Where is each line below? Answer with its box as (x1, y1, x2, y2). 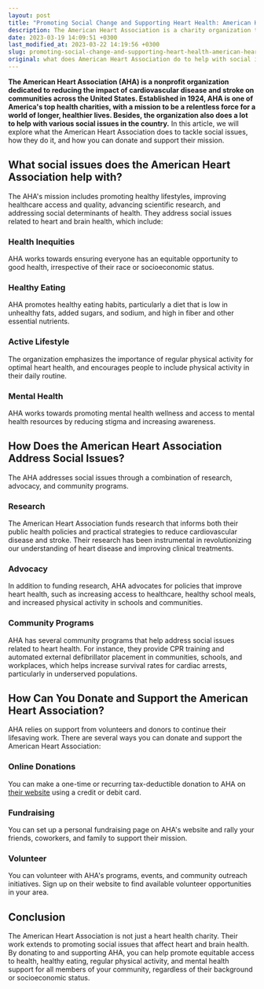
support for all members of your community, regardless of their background (8, 965, 253, 974)
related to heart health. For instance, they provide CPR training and (8, 644, 225, 653)
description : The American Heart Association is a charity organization (8, 26, 251, 34)
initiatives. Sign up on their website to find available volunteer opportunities (8, 879, 251, 889)
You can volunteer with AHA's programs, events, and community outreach (8, 871, 247, 880)
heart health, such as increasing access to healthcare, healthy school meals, (8, 589, 256, 599)
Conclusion (8, 910, 66, 924)
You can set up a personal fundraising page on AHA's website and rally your (8, 825, 255, 834)
